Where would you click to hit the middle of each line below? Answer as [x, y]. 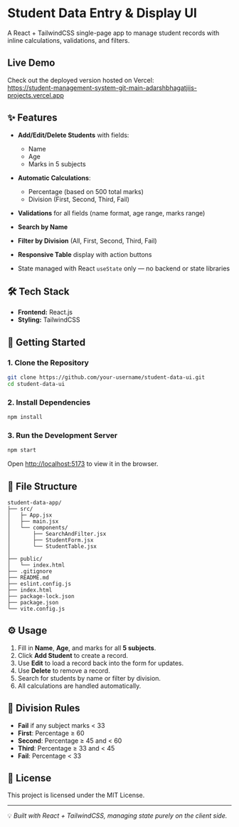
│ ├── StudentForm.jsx [51, 540]
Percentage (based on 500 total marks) [86, 191]
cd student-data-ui [36, 384]
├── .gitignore [30, 571]
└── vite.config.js [36, 609]
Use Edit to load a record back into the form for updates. [101, 663]
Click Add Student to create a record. [73, 655]
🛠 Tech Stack [38, 291]
